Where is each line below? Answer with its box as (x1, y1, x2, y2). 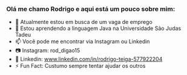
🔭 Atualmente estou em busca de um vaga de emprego (15, 19, 153, 26)
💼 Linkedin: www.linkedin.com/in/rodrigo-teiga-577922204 (15, 56, 163, 63)
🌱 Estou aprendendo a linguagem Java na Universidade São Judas (15, 25, 182, 32)
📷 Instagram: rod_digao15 (15, 47, 80, 54)
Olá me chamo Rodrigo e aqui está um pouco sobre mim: (6, 5, 176, 13)
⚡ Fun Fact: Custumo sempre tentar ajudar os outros (15, 62, 146, 70)
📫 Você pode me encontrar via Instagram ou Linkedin (15, 38, 150, 45)
